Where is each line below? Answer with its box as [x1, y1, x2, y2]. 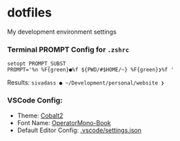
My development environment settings [7, 28, 117, 36]
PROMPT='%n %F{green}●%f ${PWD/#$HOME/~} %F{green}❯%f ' [7, 67, 174, 74]
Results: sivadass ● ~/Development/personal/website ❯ [7, 78, 164, 87]
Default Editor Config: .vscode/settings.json [17, 126, 142, 134]
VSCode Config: [7, 96, 63, 105]
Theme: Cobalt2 [17, 111, 63, 120]
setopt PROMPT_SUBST [7, 61, 67, 67]
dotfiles [7, 5, 52, 21]
